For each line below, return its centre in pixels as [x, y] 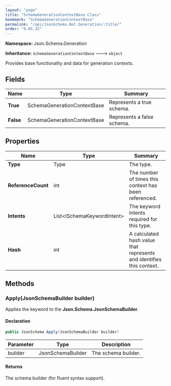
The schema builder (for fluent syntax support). [55, 378]
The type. [140, 164]
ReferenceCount [28, 185]
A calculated [144, 234]
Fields [15, 79]
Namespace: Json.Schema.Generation [46, 43]
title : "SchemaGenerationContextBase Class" [53, 15]
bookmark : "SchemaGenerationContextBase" [50, 19]
